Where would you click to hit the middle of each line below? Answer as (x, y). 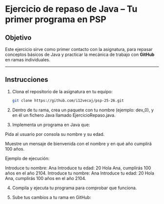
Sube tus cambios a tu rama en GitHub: (51, 197)
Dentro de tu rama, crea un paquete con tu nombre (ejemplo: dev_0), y (83, 110)
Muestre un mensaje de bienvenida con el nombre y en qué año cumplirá (79, 144)
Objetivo (18, 38)
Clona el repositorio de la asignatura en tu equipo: (62, 91)
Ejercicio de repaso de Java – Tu (71, 9)
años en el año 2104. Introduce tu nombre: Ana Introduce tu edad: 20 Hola (80, 173)
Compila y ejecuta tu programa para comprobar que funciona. (74, 188)
